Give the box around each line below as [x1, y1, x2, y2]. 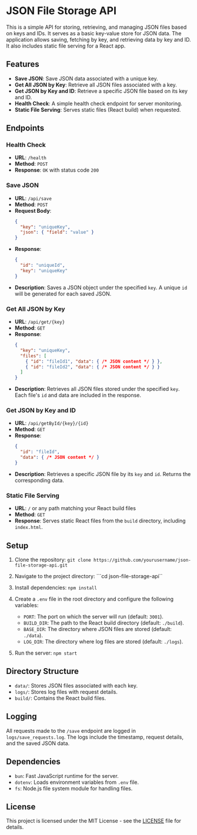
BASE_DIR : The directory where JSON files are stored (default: [23, 626, 172, 633]
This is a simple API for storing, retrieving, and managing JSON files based [6, 24, 187, 31]
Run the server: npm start [14, 649, 78, 656]
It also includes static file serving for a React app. [6, 42, 126, 49]
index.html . [14, 524, 43, 531]
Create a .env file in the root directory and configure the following [14, 595, 174, 603]
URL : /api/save [14, 195, 52, 202]
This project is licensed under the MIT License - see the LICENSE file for [6, 817, 181, 824]
